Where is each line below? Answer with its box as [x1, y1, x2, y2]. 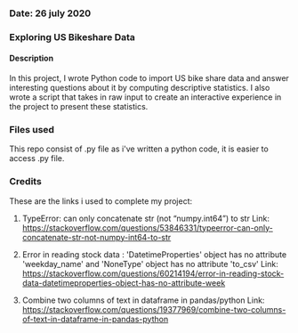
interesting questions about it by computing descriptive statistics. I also [9, 83, 270, 93]
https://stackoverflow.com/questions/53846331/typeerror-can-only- [21, 222, 273, 233]
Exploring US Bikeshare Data [9, 30, 136, 43]
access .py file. [9, 153, 65, 164]
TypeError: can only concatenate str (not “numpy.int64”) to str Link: [21, 213, 270, 223]
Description [9, 53, 54, 64]
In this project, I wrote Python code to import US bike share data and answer [9, 73, 289, 84]
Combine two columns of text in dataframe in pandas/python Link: [21, 295, 265, 305]
